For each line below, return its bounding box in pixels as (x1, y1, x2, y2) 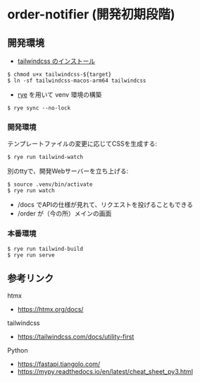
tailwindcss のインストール (17, 57, 96, 65)
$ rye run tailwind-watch (7, 153, 83, 161)
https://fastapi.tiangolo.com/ (17, 360, 101, 368)
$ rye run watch (7, 187, 55, 194)
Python (7, 346, 28, 355)
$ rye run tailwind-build (7, 245, 83, 252)
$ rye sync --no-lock (7, 105, 71, 112)
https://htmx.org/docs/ (17, 305, 84, 314)
